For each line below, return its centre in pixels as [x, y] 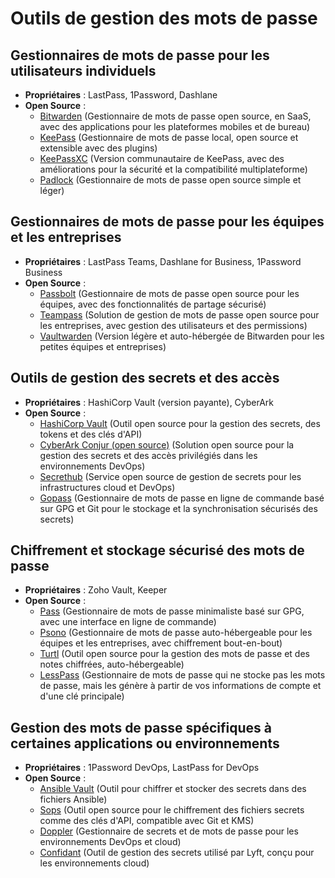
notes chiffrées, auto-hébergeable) [112, 664]
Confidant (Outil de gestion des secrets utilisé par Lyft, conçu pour [177, 853]
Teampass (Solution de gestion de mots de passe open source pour [179, 314]
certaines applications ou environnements [145, 743]
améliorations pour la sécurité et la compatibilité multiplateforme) [173, 169]
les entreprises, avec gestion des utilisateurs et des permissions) [173, 325]
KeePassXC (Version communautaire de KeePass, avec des [162, 158]
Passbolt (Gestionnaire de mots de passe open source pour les [169, 293]
